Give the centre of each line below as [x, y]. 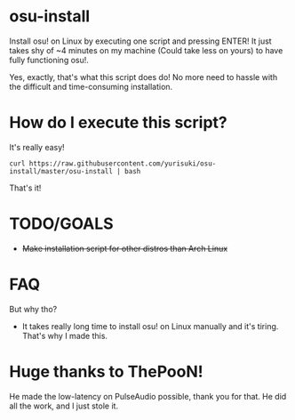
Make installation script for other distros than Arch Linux [125, 248]
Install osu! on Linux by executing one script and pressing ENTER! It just [141, 41]
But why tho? [33, 309]
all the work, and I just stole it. [64, 406]
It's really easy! [37, 147]
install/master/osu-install [61, 171]
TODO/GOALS [61, 224]
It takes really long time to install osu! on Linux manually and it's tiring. [150, 326]
